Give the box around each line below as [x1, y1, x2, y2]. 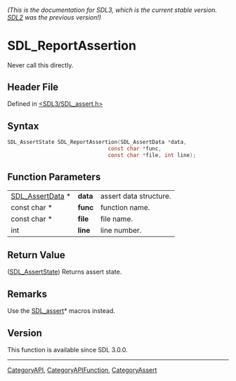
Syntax [7, 120, 39, 132]
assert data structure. [100, 191, 171, 201]
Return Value [7, 249, 65, 261]
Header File [7, 81, 59, 93]
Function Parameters [7, 171, 101, 183]
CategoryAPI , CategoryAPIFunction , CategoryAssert [7, 366, 157, 375]
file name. [100, 214, 133, 224]
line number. [100, 225, 142, 235]
